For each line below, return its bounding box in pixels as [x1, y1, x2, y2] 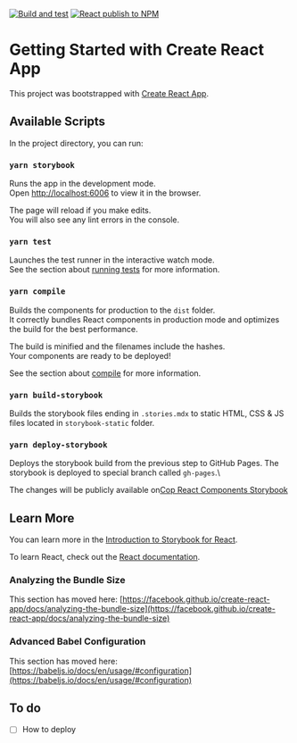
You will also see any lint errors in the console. [9, 214, 180, 225]
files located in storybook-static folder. [9, 417, 155, 428]
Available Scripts [9, 114, 105, 129]
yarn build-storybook [9, 389, 103, 400]
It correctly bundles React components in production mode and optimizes [9, 313, 280, 325]
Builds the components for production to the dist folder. [9, 305, 216, 315]
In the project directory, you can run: [9, 138, 144, 148]
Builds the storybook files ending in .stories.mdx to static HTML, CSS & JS [9, 407, 285, 419]
